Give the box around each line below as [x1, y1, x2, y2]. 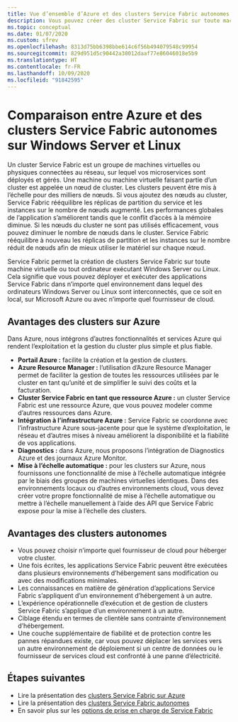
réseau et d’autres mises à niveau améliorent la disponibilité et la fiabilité [17, 431, 229, 440]
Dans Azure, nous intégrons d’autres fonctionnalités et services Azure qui [7, 334, 222, 343]
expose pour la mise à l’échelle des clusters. [17, 507, 147, 515]
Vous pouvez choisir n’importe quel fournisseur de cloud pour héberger [17, 546, 227, 554]
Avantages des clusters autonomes [7, 527, 168, 540]
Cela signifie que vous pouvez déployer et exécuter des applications [7, 273, 208, 281]
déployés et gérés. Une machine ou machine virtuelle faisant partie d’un [7, 175, 217, 185]
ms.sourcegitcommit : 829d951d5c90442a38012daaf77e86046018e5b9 [7, 50, 198, 58]
